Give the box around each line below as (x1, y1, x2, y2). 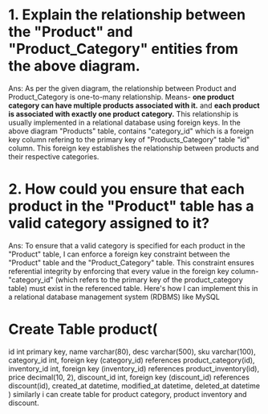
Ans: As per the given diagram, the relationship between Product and (8, 83, 237, 93)
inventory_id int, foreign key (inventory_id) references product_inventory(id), (8, 363, 259, 373)
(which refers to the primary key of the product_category (55, 275, 243, 285)
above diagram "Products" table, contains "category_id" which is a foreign (8, 126, 254, 136)
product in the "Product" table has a (8, 197, 254, 215)
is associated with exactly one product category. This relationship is (8, 109, 239, 118)
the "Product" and (8, 23, 133, 41)
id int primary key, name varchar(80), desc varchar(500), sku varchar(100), (8, 346, 256, 356)
